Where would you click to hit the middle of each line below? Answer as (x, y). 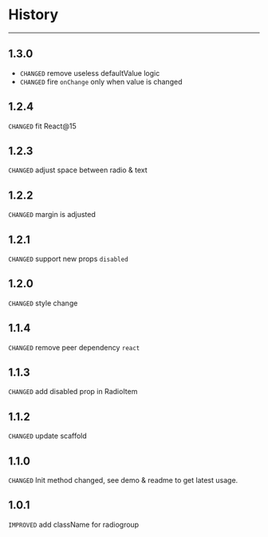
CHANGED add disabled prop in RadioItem (73, 392)
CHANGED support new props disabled (69, 259)
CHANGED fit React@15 (43, 126)
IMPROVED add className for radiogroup (74, 524)
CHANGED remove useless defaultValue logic (90, 73)
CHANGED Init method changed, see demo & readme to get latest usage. (123, 480)
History (33, 15)
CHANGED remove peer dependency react (74, 347)
